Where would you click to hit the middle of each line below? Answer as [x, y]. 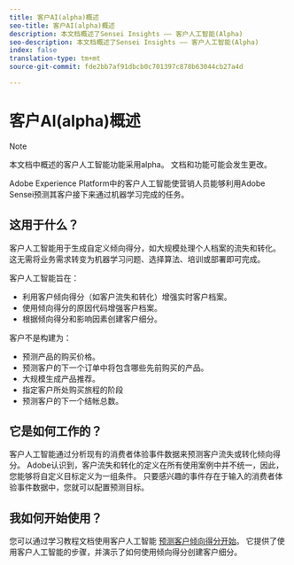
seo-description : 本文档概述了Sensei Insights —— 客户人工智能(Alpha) [134, 42]
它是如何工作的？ [56, 432]
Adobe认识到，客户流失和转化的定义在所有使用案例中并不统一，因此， [155, 465]
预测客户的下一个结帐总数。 [73, 400]
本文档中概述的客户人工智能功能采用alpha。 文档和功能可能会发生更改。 [140, 164]
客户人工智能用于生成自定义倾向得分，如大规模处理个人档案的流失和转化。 [145, 248]
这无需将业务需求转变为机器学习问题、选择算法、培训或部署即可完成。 [137, 259]
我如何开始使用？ [56, 518]
